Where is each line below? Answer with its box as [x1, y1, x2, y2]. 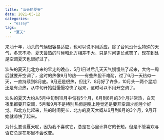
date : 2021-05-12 [5, 12, 41, 17]
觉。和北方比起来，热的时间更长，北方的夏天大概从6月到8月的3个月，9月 [5, 107, 153, 113]
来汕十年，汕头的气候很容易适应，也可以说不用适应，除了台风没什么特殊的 [5, 44, 155, 49]
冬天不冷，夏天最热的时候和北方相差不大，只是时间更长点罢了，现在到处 [13, 50, 159, 56]
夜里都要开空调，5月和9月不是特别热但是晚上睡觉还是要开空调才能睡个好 [5, 101, 151, 107]
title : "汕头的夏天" [5, 7, 43, 12]
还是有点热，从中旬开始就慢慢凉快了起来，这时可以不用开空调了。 [5, 85, 138, 90]
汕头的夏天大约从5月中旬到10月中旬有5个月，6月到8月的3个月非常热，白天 [5, 95, 155, 100]
